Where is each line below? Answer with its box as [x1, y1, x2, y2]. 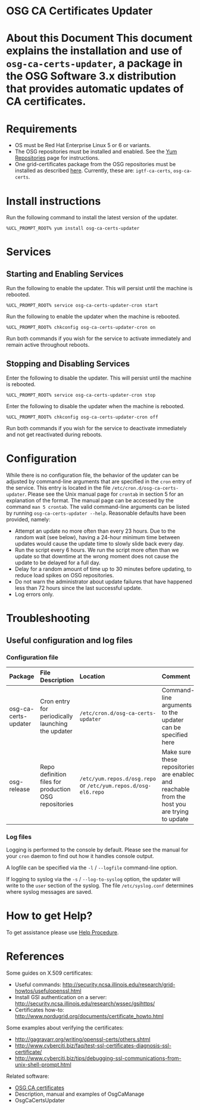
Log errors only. [14, 591, 54, 598]
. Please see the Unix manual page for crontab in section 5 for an [24, 490, 184, 498]
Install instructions [6, 194, 101, 208]
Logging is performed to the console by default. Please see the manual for [6, 846, 189, 853]
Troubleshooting [6, 612, 90, 625]
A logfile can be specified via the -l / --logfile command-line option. [6, 864, 178, 871]
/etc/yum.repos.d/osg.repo [79, 775, 157, 782]
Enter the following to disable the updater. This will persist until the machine [6, 374, 192, 382]
